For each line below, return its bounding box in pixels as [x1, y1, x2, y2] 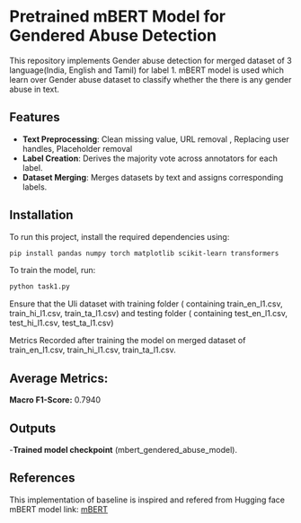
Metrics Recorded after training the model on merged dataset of [9, 335, 246, 346]
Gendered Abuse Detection [9, 25, 217, 46]
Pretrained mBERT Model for [9, 6, 226, 27]
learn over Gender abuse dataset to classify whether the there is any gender [9, 74, 292, 84]
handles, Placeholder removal [22, 143, 133, 154]
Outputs [9, 421, 57, 436]
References [9, 470, 75, 486]
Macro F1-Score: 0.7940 [9, 394, 102, 405]
